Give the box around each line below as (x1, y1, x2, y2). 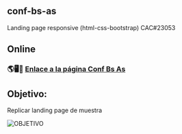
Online (7, 44, 36, 55)
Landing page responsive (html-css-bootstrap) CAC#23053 (7, 23, 176, 31)
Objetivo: (7, 88, 48, 100)
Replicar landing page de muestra (7, 106, 103, 114)
